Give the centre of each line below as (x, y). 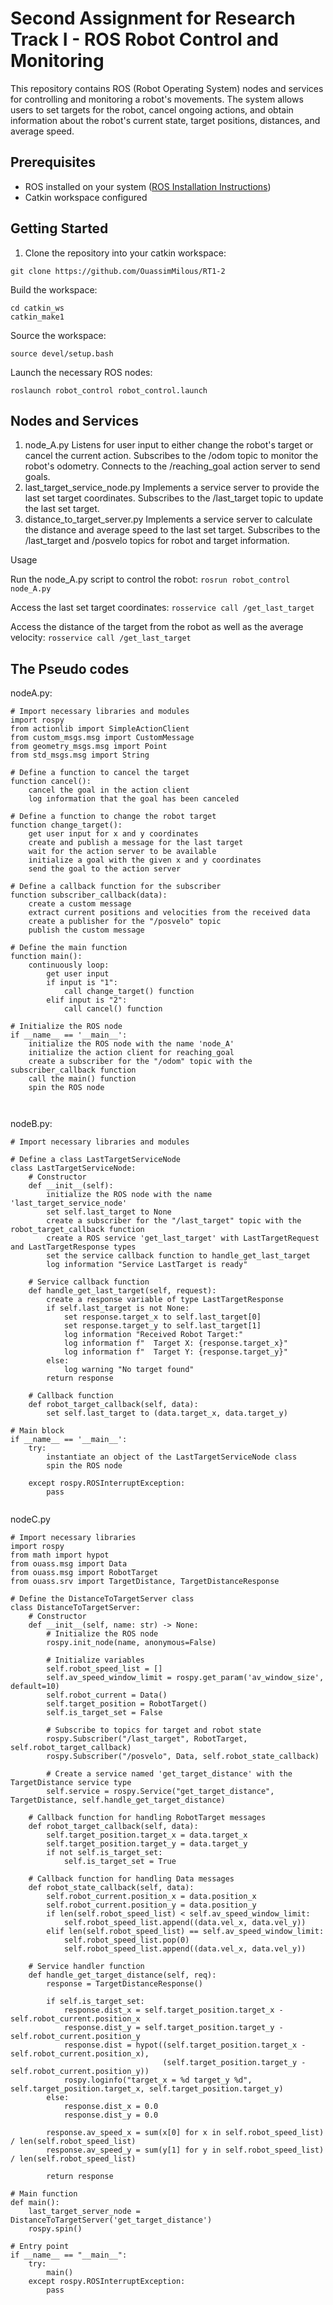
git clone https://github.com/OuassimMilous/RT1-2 (118, 271)
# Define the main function (69, 948)
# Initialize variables (95, 1660)
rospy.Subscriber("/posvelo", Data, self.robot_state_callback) (183, 1757)
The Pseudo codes (70, 668)
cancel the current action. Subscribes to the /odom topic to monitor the (171, 456)
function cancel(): (51, 782)
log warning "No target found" (129, 1370)
